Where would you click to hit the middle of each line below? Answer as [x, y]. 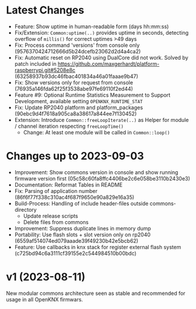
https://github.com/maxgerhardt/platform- [109, 64]
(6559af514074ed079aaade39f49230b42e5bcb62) [76, 240]
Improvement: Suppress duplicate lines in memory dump [82, 228]
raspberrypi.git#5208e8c [45, 70]
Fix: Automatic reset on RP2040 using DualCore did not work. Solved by [101, 57]
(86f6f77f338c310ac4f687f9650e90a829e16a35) [74, 197]
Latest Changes [45, 10]
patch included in [35, 64]
